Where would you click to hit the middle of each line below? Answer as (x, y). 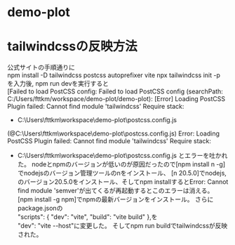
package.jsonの (40, 208)
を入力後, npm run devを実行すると (58, 84)
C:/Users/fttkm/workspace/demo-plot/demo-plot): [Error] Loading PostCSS (116, 99)
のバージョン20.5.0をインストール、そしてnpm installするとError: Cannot (123, 182)
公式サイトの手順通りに (41, 67)
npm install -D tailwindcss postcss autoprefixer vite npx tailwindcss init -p (114, 75)
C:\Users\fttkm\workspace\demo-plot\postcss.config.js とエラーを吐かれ (122, 156)
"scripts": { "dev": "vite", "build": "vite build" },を (87, 217)
